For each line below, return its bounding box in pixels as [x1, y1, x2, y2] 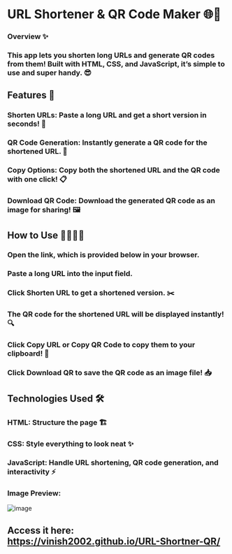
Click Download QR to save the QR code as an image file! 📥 [7, 368, 212, 378]
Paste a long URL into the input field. [7, 269, 133, 279]
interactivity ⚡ [7, 467, 57, 477]
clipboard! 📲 [7, 349, 50, 358]
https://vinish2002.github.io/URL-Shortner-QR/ [7, 535, 221, 547]
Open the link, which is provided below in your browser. [7, 250, 200, 260]
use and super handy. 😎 [7, 68, 92, 78]
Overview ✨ [7, 31, 49, 41]
